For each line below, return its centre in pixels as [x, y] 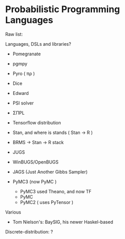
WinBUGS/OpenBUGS [36, 162]
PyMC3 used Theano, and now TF [56, 191]
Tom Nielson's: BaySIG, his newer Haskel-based [63, 222]
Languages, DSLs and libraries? [38, 44]
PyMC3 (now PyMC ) [34, 182]
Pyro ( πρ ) [24, 73]
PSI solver [23, 103]
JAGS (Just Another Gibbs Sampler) [50, 172]
